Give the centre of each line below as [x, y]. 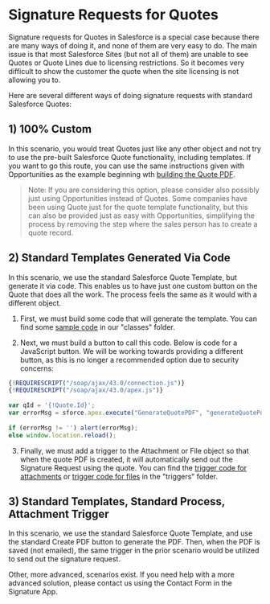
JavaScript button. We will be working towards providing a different [131, 351]
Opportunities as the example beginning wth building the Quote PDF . [122, 174]
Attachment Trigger [59, 514]
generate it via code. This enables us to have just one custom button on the [133, 286]
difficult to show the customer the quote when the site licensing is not [124, 71]
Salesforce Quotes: [40, 104]
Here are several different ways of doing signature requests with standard [131, 95]
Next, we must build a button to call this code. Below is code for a [129, 343]
